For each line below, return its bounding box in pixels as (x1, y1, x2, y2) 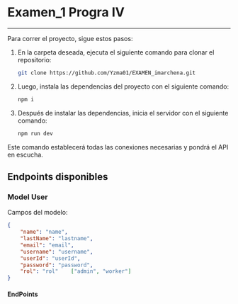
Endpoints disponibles (7, 171, 108, 183)
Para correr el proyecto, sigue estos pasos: (7, 34, 133, 43)
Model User (7, 192, 48, 202)
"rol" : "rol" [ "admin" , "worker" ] (20, 268, 132, 275)
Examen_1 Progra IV (7, 4, 125, 21)
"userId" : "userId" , (20, 254, 81, 262)
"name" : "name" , (20, 228, 69, 236)
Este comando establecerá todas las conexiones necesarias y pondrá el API (7, 142, 229, 151)
